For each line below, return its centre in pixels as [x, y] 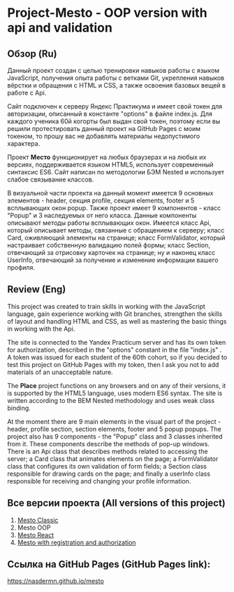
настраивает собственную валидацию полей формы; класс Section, [109, 245]
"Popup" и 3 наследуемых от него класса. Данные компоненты [102, 215]
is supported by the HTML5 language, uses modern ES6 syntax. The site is [115, 393]
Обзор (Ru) [32, 54]
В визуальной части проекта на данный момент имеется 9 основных [110, 193]
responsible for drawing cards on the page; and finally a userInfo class [109, 474]
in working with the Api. [41, 329]
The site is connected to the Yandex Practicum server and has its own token [117, 342]
